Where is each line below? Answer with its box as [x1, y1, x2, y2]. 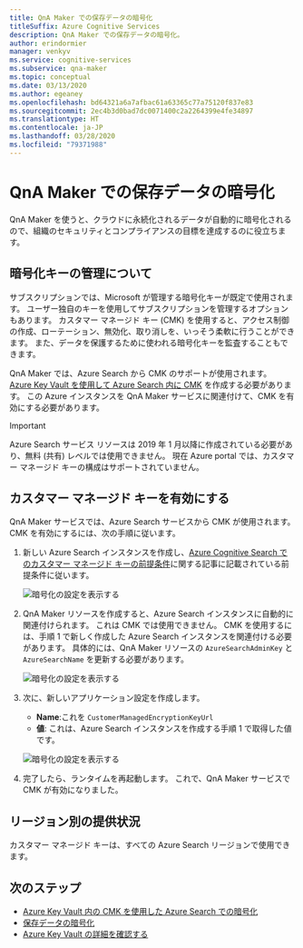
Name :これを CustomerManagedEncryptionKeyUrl [35, 712, 214, 723]
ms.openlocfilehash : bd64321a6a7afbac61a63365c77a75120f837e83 [9, 97, 254, 107]
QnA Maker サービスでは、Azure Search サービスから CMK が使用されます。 [9, 516, 296, 527]
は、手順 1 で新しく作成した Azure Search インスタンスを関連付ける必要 [22, 631, 292, 642]
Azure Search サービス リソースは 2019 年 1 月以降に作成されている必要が [9, 438, 286, 450]
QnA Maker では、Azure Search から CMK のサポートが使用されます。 [9, 367, 272, 378]
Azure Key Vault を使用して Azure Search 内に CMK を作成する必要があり [9, 379, 284, 390]
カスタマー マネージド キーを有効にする [9, 490, 230, 505]
